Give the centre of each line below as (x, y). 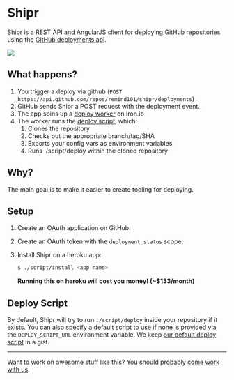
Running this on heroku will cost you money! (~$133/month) (106, 281)
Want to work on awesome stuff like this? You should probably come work (114, 362)
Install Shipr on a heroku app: (60, 255)
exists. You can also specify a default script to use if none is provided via (112, 327)
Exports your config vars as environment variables (100, 143)
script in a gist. (29, 342)
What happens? (42, 75)
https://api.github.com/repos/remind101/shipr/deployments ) (106, 98)
